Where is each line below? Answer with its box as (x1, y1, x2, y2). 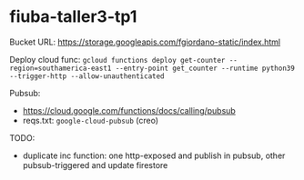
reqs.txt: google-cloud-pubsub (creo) (22, 115, 159, 125)
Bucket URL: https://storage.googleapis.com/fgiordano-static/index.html (9, 36, 280, 47)
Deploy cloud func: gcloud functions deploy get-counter (9, 54, 226, 65)
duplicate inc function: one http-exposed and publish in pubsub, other (22, 150, 286, 161)
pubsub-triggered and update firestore (22, 159, 168, 170)
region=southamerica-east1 (9, 64, 112, 73)
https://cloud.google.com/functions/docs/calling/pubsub (22, 105, 237, 115)
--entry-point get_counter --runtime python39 (115, 64, 296, 73)
